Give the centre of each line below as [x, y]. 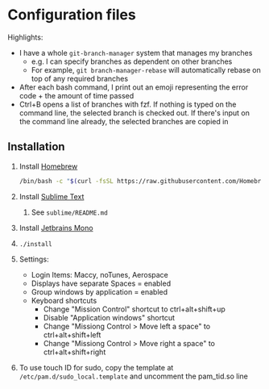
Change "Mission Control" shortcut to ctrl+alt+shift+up [134, 309]
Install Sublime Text [52, 196]
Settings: [34, 259]
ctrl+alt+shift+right [74, 352]
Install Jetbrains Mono [56, 228]
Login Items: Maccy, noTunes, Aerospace [99, 274]
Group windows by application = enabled [99, 291]
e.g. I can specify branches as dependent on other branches [132, 61]
